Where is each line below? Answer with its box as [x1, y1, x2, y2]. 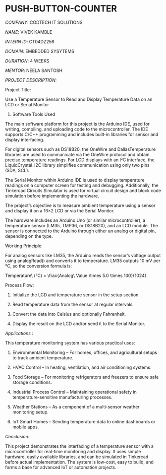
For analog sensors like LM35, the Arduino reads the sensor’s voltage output [5, 252, 161, 258]
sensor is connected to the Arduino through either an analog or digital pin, [5, 228, 156, 234]
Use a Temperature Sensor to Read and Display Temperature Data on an [5, 96, 153, 102]
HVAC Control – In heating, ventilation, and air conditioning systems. [12, 364, 152, 370]
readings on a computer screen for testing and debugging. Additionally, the [5, 182, 159, 188]
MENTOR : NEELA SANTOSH [5, 68, 63, 73]
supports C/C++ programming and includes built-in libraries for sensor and [5, 131, 159, 137]
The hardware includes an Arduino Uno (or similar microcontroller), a [5, 217, 146, 223]
